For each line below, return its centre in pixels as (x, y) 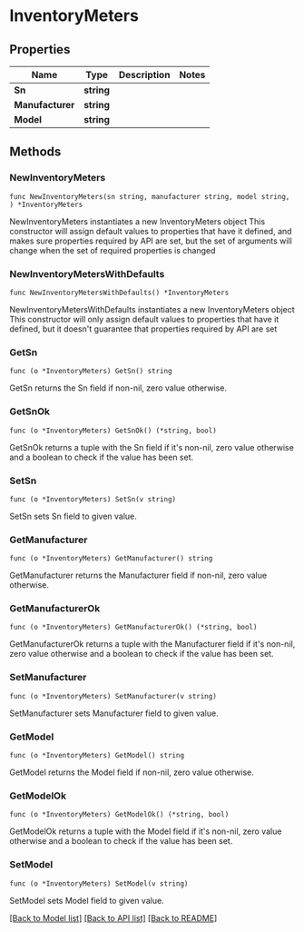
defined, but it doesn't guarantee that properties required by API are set (143, 329)
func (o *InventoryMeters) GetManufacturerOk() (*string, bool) (133, 628)
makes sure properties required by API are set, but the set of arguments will (151, 241)
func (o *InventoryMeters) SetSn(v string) (93, 499)
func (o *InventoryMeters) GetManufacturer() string (111, 559)
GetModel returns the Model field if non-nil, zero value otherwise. (132, 772)
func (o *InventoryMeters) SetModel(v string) (99, 883)
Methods (35, 152)
